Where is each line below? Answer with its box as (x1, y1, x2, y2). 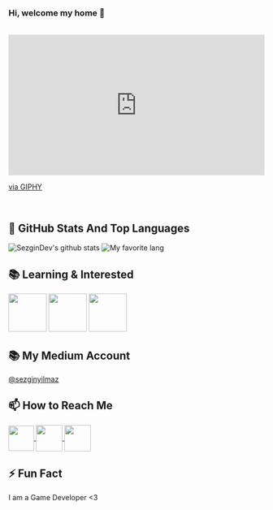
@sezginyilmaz (8, 374, 59, 384)
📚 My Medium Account (8, 348, 131, 362)
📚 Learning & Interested (8, 267, 134, 281)
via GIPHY (8, 182, 43, 192)
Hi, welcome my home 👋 (8, 7, 106, 19)
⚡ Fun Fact (8, 467, 63, 481)
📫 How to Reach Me (8, 399, 113, 413)
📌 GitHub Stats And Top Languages (8, 221, 190, 235)
